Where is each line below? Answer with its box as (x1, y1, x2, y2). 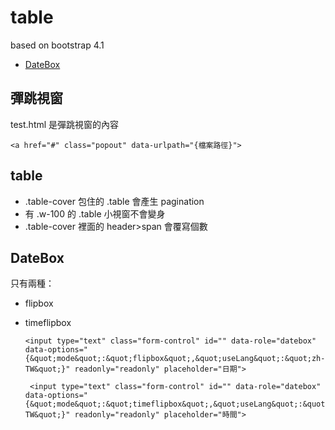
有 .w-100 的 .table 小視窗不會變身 (24, 207, 166, 220)
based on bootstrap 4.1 (10, 39, 105, 51)
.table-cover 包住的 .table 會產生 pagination (24, 195, 205, 207)
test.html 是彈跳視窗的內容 (10, 118, 120, 130)
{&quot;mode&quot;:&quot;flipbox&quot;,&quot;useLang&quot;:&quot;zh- (24, 354, 326, 364)
